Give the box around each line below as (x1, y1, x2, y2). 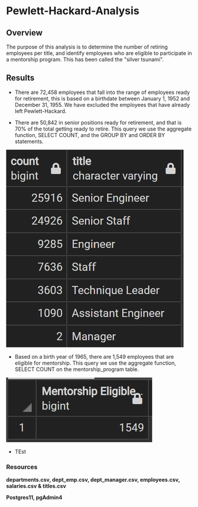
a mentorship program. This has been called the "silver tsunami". (6, 56, 164, 63)
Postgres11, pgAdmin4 (6, 494, 63, 501)
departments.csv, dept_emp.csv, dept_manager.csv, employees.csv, (6, 476, 180, 483)
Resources (6, 463, 38, 471)
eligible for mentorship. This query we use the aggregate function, (14, 359, 176, 366)
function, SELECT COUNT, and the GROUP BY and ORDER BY (14, 131, 165, 138)
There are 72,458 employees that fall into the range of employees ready (14, 89, 190, 96)
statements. (14, 138, 44, 145)
